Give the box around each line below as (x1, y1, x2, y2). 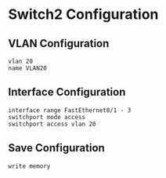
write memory (8, 162, 51, 170)
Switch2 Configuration (8, 5, 159, 24)
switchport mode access (8, 113, 86, 121)
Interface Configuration (8, 85, 126, 99)
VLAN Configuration (8, 37, 110, 50)
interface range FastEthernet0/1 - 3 (8, 106, 132, 114)
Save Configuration (8, 141, 106, 154)
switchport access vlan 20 (8, 120, 96, 128)
